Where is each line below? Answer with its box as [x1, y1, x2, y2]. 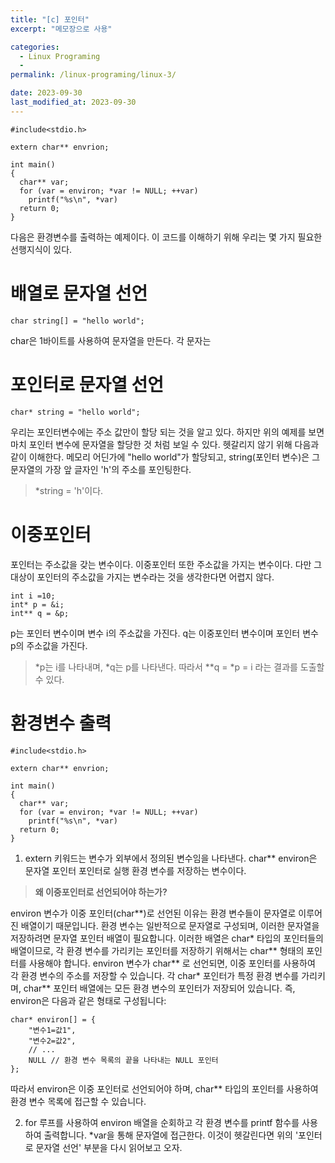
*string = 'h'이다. [34, 484, 104, 496]
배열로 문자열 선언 [10, 282, 148, 305]
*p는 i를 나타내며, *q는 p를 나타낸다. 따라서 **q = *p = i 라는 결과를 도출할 [34, 661, 325, 673]
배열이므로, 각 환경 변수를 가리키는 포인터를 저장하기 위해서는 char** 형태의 [10, 944, 305, 956]
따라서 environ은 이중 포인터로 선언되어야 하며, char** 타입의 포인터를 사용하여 [10, 1082, 319, 1095]
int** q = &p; [10, 608, 70, 618]
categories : [10, 42, 60, 52]
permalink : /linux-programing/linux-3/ [10, 70, 177, 80]
